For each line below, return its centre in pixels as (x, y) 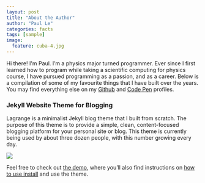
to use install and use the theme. (47, 174)
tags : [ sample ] (26, 35)
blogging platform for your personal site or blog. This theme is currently (96, 131)
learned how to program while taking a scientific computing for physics (96, 70)
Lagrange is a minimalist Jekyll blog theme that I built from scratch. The (96, 118)
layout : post (23, 12)
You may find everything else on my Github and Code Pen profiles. (90, 89)
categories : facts (30, 29)
